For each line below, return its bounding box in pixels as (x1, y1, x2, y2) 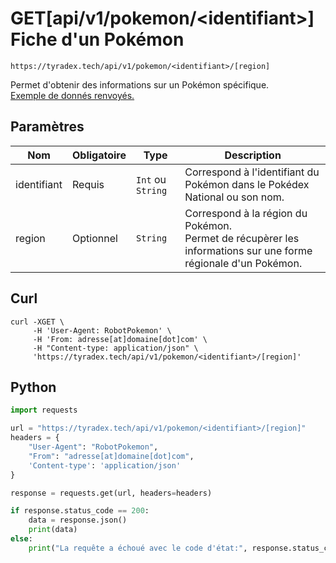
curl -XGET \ (10, 317, 65, 327)
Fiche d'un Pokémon (10, 28, 185, 51)
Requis (72, 177, 105, 191)
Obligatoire (72, 148, 127, 162)
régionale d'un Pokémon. (184, 256, 303, 270)
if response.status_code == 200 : (10, 506, 150, 516)
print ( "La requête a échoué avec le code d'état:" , (28, 543, 248, 553)
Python (10, 378, 57, 396)
